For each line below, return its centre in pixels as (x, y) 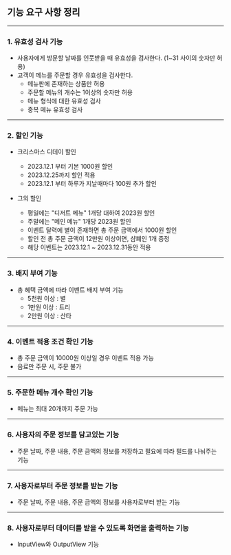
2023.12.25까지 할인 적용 (61, 175)
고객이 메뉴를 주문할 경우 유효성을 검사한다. (75, 75)
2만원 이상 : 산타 (49, 315)
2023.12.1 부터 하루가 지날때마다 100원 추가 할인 (92, 184)
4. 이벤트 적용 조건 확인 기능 (51, 342)
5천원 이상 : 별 (47, 298)
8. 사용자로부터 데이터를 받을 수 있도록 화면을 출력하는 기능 (98, 527)
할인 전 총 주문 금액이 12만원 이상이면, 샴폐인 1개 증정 (98, 239)
